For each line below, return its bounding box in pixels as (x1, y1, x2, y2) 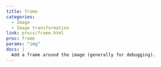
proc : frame (6, 36, 35, 41)
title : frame (6, 8, 38, 15)
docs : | (6, 47, 25, 52)
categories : (6, 14, 35, 20)
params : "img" (6, 41, 41, 47)
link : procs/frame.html (6, 30, 64, 36)
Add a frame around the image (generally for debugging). (11, 52, 156, 58)
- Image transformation (11, 24, 69, 31)
